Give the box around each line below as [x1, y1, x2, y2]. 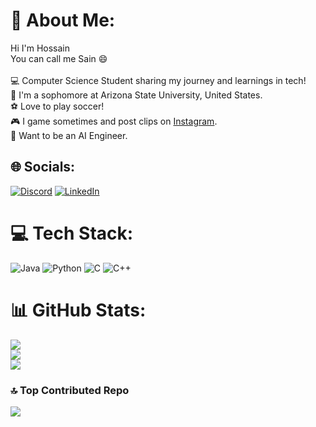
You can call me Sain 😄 [10, 52, 108, 64]
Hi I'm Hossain [10, 42, 70, 54]
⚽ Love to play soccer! [10, 100, 105, 112]
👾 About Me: [10, 9, 116, 32]
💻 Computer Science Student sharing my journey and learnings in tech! [10, 74, 307, 86]
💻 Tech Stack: [10, 222, 134, 244]
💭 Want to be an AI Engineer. [10, 129, 128, 141]
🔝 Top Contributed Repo [10, 383, 130, 397]
